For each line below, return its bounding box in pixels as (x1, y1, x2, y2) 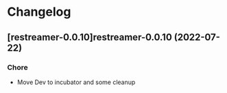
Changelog (7, 4, 71, 20)
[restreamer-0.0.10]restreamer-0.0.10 (7, 31, 173, 43)
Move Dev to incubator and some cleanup (16, 78, 136, 86)
